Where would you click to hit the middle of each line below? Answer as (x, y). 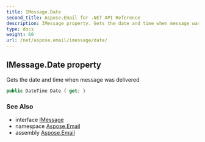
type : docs (20, 29)
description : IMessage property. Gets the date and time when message (98, 23)
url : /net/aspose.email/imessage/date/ (57, 40)
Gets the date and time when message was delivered (73, 79)
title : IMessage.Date (34, 12)
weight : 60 (20, 35)
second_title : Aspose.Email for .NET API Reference (73, 18)
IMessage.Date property (54, 65)
